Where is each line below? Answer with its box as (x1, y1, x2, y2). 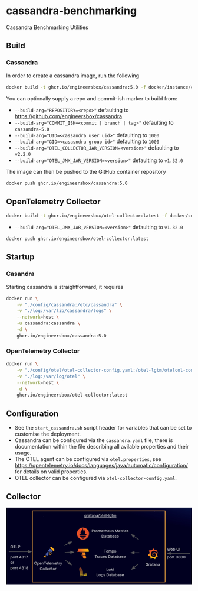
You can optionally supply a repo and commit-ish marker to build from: (6, 95, 178, 102)
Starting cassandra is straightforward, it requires (6, 283, 124, 290)
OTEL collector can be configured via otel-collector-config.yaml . (14, 475, 177, 482)
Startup (6, 252, 35, 262)
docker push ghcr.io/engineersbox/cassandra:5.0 (6, 180, 128, 186)
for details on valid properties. (14, 468, 88, 475)
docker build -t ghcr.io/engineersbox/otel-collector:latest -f (6, 213, 167, 219)
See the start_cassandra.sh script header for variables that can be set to (14, 424, 192, 431)
